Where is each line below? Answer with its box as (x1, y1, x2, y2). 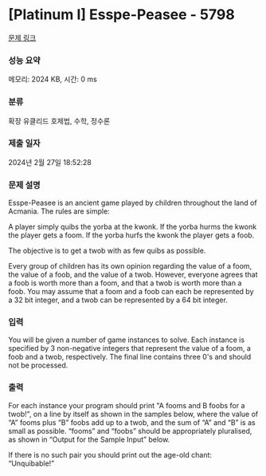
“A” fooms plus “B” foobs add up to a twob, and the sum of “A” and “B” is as (8, 417, 256, 427)
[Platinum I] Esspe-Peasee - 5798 (8, 6, 235, 24)
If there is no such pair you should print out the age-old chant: (8, 450, 213, 459)
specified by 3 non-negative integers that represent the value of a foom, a (8, 344, 251, 353)
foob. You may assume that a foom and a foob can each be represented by (8, 287, 254, 297)
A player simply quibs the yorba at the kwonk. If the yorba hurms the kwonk (8, 222, 257, 232)
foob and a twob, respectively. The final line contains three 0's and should (8, 352, 252, 362)
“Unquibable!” (8, 458, 54, 468)
